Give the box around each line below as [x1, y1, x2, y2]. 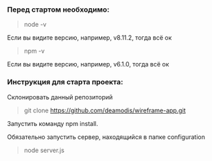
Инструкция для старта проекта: [7, 77, 123, 87]
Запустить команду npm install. [7, 119, 98, 127]
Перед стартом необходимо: [7, 5, 110, 14]
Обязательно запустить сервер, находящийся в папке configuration [7, 132, 206, 141]
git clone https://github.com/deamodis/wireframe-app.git [23, 106, 187, 114]
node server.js [23, 146, 65, 154]
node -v [23, 21, 47, 29]
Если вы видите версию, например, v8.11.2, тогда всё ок [7, 34, 172, 42]
